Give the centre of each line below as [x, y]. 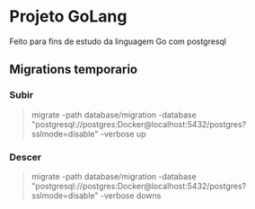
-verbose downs [131, 196]
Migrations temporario [73, 70]
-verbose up [123, 134]
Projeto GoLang [68, 17]
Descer [26, 157]
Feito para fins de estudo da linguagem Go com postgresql [118, 41]
